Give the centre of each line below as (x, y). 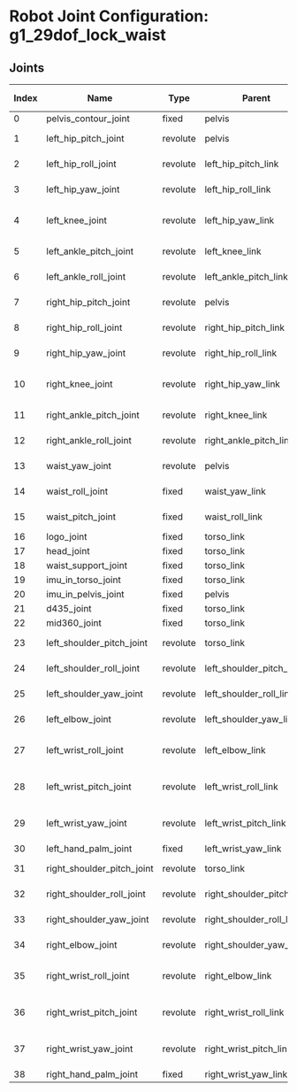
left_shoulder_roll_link (249, 694)
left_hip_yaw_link (240, 220)
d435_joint (69, 608)
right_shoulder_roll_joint (96, 894)
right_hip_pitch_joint (88, 302)
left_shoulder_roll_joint (93, 668)
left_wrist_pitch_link (245, 823)
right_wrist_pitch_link (248, 1049)
